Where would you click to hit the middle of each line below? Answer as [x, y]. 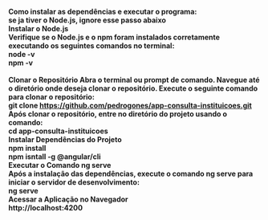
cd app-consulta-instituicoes [58, 131]
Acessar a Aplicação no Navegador [68, 199]
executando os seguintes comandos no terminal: [91, 46]
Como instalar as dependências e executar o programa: [103, 12]
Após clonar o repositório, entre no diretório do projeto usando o [118, 114]
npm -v [21, 63]
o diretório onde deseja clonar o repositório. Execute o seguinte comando [133, 88]
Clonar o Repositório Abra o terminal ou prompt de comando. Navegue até [134, 80]
